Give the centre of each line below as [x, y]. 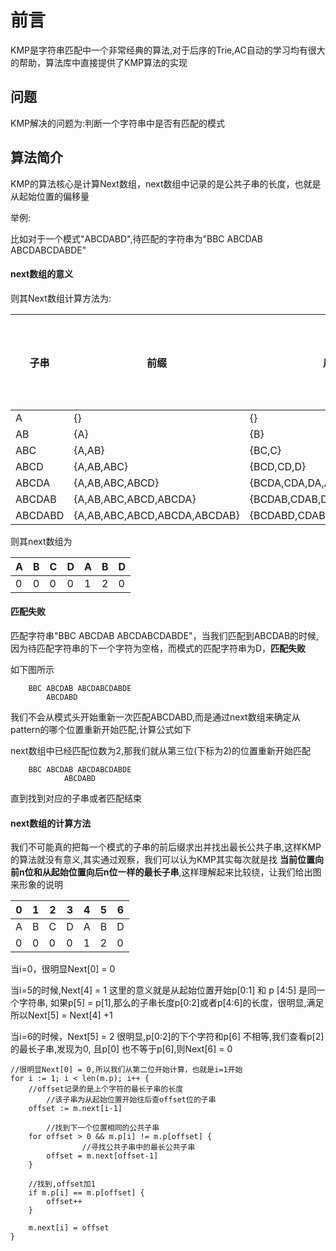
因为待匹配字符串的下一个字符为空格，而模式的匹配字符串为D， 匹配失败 [158, 648]
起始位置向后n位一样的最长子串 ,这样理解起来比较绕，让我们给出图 [186, 872]
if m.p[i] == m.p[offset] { [86, 1193]
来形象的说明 [36, 885]
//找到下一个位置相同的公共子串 [103, 1128]
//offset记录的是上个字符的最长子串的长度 [106, 1089]
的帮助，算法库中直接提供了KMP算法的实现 [99, 62]
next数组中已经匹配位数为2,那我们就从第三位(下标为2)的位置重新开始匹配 [160, 750]
